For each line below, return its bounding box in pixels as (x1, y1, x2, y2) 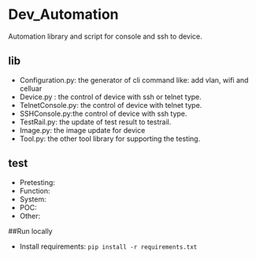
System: (19, 194, 46, 204)
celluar (19, 83, 43, 93)
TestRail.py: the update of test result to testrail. (19, 117, 172, 127)
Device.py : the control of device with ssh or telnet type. (19, 92, 202, 102)
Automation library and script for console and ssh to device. (8, 31, 202, 41)
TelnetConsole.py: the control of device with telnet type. (19, 100, 202, 109)
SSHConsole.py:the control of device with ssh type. (19, 109, 187, 118)
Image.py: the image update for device (19, 125, 146, 135)
